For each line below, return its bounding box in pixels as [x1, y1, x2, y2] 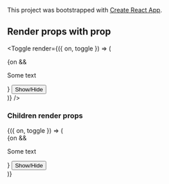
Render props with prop [7, 26, 112, 37]
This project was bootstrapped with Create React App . [7, 6, 163, 14]
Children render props [7, 111, 83, 120]
